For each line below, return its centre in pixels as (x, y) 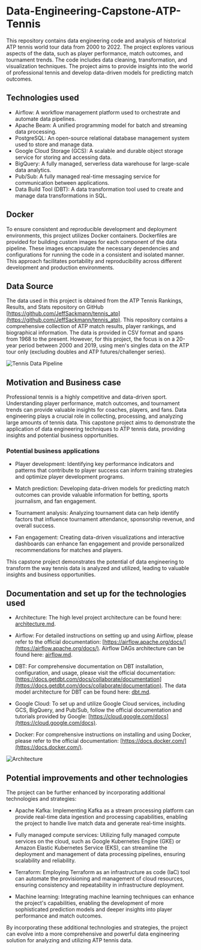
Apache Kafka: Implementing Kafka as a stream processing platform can (104, 810)
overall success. (35, 526)
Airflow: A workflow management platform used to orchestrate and (97, 112)
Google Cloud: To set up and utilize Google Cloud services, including (100, 704)
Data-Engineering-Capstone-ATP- (94, 11)
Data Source (30, 286)
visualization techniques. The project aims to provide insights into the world (100, 66)
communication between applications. (62, 182)
